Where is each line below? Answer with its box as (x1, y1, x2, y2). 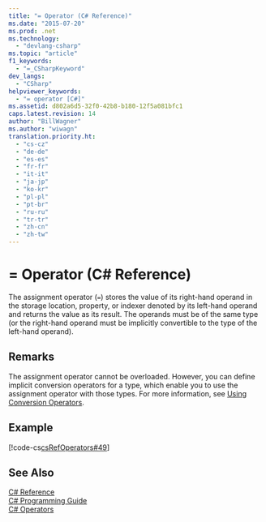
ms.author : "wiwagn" (8, 125, 79, 133)
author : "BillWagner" (8, 118, 82, 126)
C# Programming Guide (8, 496, 88, 506)
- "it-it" (15, 170, 49, 178)
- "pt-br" (15, 200, 49, 208)
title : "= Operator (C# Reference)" (8, 11, 132, 20)
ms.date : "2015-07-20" (8, 19, 85, 28)
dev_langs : (8, 72, 45, 80)
